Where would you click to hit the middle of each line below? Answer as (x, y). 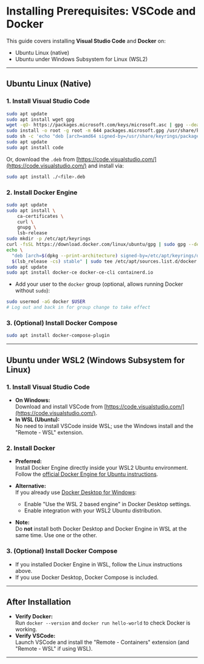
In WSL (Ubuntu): (37, 419)
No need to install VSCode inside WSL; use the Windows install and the (104, 425)
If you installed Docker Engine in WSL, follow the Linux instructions (99, 564)
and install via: (106, 166)
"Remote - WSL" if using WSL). (54, 649)
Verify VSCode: (35, 636)
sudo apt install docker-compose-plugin (58, 336)
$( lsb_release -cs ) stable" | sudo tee (62, 261)
